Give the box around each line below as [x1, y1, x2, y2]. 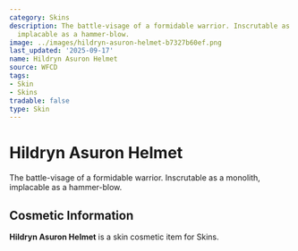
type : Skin [9, 105, 50, 113]
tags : [9, 71, 30, 80]
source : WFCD [9, 63, 58, 72]
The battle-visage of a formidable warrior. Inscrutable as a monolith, [9, 172, 261, 183]
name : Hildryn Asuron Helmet [9, 54, 118, 63]
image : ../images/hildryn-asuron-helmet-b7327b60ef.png [9, 38, 222, 47]
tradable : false [9, 96, 70, 105]
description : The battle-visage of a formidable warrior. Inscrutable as [9, 21, 291, 30]
